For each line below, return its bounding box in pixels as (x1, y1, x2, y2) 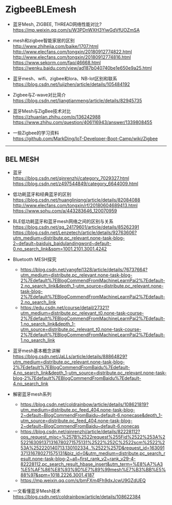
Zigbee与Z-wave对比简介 (12, 91, 67, 98)
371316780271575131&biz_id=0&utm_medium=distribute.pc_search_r (20, 450, 165, 456)
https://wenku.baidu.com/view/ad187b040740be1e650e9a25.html (12, 65, 152, 71)
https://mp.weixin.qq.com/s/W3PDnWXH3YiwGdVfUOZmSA (12, 27, 140, 33)
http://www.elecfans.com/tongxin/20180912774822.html (12, 49, 132, 55)
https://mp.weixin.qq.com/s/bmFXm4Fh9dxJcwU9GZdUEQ (20, 477, 146, 484)
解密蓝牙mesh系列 (12, 391, 52, 397)
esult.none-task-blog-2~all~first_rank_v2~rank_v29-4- (20, 455, 136, 462)
